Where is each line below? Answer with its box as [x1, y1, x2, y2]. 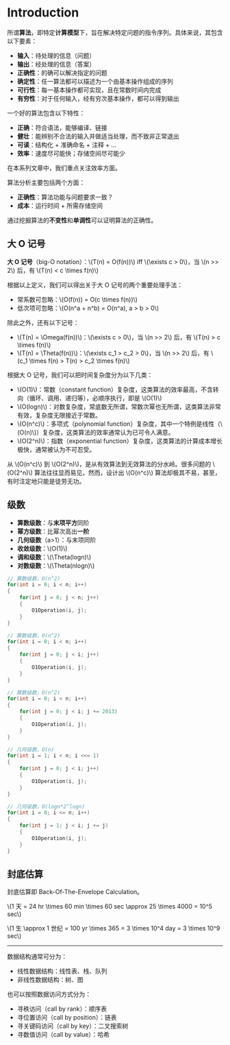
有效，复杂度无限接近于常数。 [16, 411, 101, 419]
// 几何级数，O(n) [7, 746, 55, 753]
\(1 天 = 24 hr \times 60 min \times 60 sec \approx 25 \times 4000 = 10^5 [7, 902, 213, 911]
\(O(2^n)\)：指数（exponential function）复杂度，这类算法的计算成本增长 [16, 437, 223, 445]
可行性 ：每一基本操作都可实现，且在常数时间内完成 [16, 86, 162, 94]
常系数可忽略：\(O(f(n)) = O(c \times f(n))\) [16, 295, 138, 303]
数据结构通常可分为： [7, 952, 67, 961]
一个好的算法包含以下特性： [7, 108, 86, 117]
